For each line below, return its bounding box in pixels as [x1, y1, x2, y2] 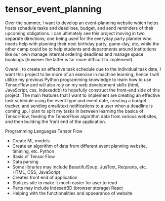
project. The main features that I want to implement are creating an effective [5, 92, 160, 98]
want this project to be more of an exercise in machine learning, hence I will [5, 71, 159, 77]
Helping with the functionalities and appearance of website [12, 190, 132, 196]
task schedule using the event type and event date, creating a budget [5, 97, 147, 103]
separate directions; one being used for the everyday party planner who [5, 36, 152, 41]
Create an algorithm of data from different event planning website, [12, 143, 147, 149]
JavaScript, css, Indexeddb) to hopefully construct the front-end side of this [5, 87, 160, 93]
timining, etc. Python [12, 148, 55, 154]
